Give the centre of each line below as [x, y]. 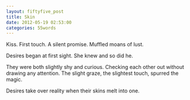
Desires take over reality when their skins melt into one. [73, 91]
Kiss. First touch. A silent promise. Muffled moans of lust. [75, 44]
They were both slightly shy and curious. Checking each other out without [95, 67]
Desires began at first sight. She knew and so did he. [70, 56]
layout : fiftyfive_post [35, 11]
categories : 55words [31, 28]
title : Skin [20, 17]
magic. [14, 80]
